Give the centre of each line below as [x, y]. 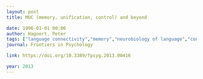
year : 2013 [20, 66]
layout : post [23, 12]
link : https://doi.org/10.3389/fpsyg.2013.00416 [69, 56]
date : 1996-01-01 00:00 [36, 28]
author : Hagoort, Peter [36, 34]
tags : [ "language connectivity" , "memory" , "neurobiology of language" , [97, 39]
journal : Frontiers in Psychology [50, 45]
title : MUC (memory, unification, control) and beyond [77, 17]
